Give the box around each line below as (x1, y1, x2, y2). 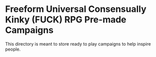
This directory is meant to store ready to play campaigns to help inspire (5, 41, 151, 47)
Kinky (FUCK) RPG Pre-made (5, 14, 127, 25)
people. (5, 46, 21, 52)
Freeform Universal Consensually (5, 3, 147, 15)
